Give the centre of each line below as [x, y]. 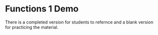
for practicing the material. [32, 27]
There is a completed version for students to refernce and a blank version [79, 22]
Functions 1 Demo [42, 9]
